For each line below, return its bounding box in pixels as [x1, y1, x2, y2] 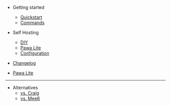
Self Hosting [12, 30, 39, 35]
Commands [20, 20, 45, 25]
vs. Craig [20, 90, 40, 96]
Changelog [12, 60, 36, 66]
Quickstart [20, 14, 42, 20]
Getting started [12, 5, 45, 10]
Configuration [20, 50, 49, 56]
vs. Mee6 [20, 95, 40, 101]
